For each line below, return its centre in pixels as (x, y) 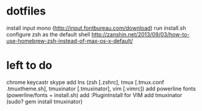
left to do (29, 66)
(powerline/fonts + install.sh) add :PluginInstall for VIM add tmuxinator (94, 95)
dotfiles (26, 11)
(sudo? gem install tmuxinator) (45, 101)
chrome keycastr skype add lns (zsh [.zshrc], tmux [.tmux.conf (85, 82)
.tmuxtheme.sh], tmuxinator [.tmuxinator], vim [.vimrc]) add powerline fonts (101, 89)
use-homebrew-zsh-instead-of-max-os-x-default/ (70, 41)
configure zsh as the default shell (48, 34)
